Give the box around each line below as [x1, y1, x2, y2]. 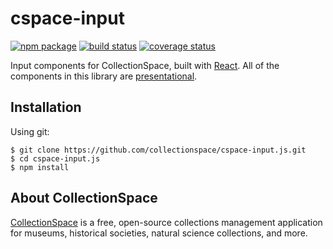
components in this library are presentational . [10, 70, 198, 82]
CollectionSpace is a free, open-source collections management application [10, 216, 323, 228]
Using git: [10, 125, 50, 137]
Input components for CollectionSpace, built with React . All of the [10, 59, 280, 71]
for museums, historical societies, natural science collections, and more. [10, 227, 308, 239]
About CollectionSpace [10, 190, 158, 207]
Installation [10, 99, 82, 116]
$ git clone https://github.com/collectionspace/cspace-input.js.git [10, 145, 307, 155]
